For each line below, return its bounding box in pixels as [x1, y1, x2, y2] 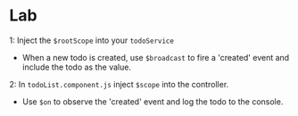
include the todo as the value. [21, 62, 132, 72]
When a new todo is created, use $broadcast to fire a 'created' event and [21, 52, 290, 62]
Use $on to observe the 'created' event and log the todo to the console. [21, 95, 284, 107]
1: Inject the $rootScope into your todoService [9, 35, 174, 46]
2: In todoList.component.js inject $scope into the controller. [9, 79, 229, 89]
